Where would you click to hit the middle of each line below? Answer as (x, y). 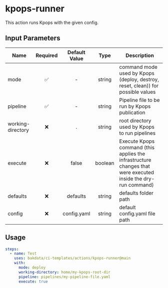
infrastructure (135, 160)
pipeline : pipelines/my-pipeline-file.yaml (64, 277)
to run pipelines (137, 133)
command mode (138, 67)
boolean (105, 163)
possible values (137, 92)
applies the (132, 154)
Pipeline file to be (139, 100)
